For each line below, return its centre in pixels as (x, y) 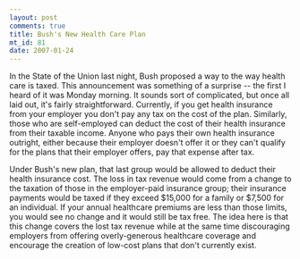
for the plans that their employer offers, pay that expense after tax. (132, 152)
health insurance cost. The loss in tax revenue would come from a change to (151, 179)
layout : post (34, 17)
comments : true (38, 26)
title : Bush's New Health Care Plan (77, 34)
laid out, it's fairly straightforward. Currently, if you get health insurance (141, 104)
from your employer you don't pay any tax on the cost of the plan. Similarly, (148, 114)
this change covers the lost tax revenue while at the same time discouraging (150, 226)
